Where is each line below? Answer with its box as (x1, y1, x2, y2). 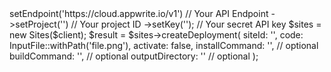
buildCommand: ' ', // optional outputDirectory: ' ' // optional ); (9, 50, 259, 62)
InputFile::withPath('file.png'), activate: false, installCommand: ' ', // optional (9, 40, 319, 51)
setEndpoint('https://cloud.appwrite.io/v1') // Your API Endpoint (9, 8, 269, 19)
